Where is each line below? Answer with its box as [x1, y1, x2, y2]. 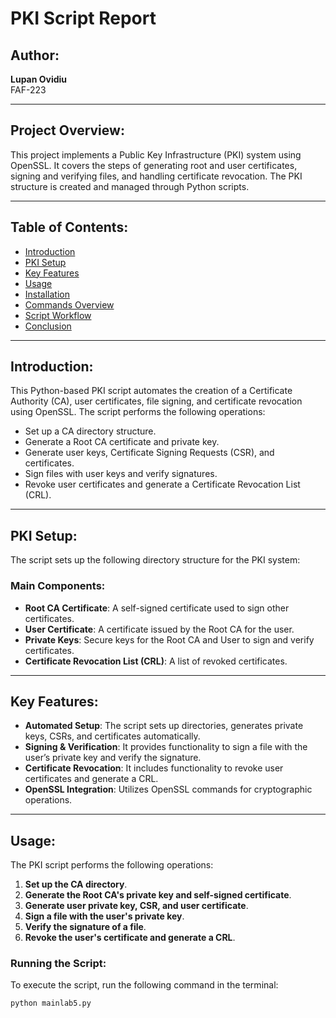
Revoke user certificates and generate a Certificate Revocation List [24, 478, 301, 491]
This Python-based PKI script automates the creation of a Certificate [10, 385, 293, 397]
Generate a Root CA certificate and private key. [24, 436, 220, 448]
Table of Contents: [10, 219, 129, 236]
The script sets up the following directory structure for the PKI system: [10, 554, 301, 566]
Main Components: [10, 579, 106, 593]
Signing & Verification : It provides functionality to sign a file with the [24, 741, 308, 753]
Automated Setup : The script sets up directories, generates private [24, 720, 304, 732]
